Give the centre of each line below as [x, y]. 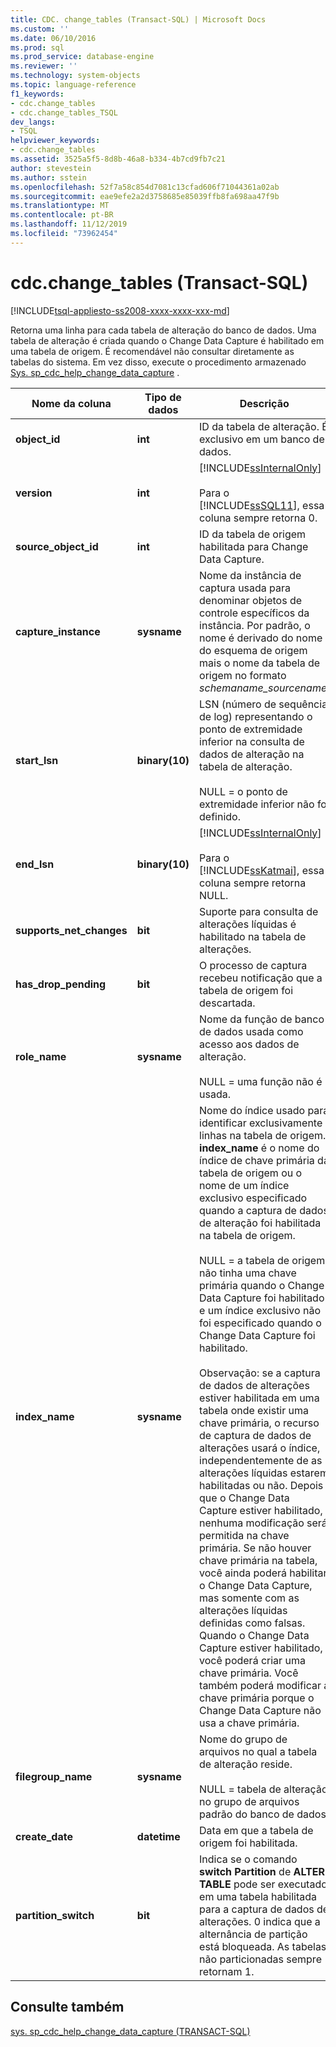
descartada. [227, 1003]
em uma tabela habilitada [258, 1896]
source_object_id [57, 546]
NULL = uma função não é [261, 1081]
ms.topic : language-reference [73, 85]
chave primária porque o [257, 1698]
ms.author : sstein [48, 177]
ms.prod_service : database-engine [82, 57]
